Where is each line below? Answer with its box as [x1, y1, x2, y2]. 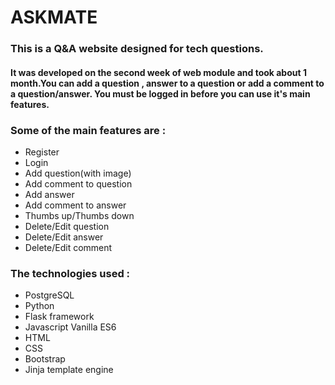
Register [24, 146, 60, 158]
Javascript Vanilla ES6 [24, 321, 117, 333]
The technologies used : [10, 266, 131, 280]
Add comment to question [24, 178, 133, 190]
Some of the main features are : [10, 123, 167, 137]
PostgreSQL [24, 289, 75, 301]
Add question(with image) [24, 167, 132, 179]
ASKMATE [10, 6, 98, 29]
